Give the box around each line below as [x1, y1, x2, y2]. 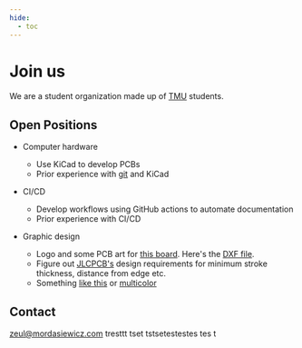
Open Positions [9, 117, 98, 133]
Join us [9, 61, 66, 82]
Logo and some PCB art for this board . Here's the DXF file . [35, 249, 255, 260]
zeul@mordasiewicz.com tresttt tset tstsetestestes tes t [9, 328, 217, 339]
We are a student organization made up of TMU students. [9, 91, 224, 102]
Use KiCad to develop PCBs [35, 159, 141, 170]
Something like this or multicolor [35, 278, 157, 289]
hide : [9, 13, 30, 23]
